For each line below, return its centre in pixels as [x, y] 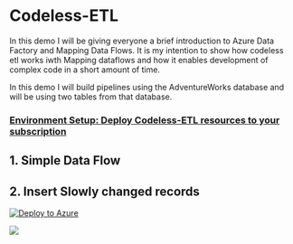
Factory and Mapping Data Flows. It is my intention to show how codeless [146, 50]
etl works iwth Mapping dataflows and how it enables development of [139, 60]
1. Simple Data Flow [65, 160]
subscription [38, 131]
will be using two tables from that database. [91, 97]
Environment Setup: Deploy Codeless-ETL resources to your [145, 120]
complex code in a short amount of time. [85, 70]
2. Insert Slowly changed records [105, 191]
